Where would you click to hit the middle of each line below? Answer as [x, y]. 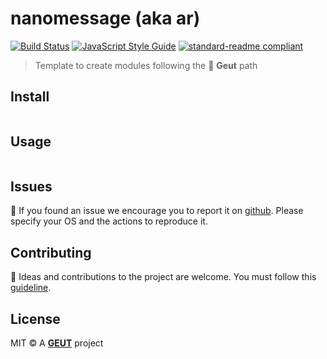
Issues [31, 186]
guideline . [31, 288]
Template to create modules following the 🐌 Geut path [146, 65]
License [35, 318]
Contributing [51, 252]
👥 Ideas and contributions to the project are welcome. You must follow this [163, 277]
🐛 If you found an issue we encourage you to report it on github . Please [157, 211]
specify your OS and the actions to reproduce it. [109, 221]
